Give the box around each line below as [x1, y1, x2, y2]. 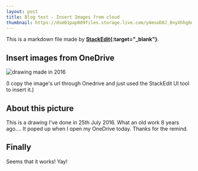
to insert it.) [6, 86, 34, 93]
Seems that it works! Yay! [6, 157, 68, 165]
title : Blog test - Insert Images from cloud [6, 14, 120, 20]
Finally [6, 142, 31, 152]
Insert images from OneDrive [6, 52, 115, 63]
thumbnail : [6, 19, 33, 25]
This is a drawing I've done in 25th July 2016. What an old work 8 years [6, 119, 180, 126]
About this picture [6, 103, 74, 113]
